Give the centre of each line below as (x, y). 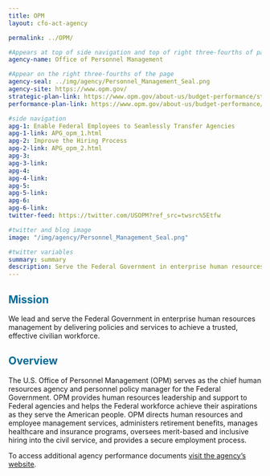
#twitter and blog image (50, 230)
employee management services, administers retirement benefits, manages (133, 423)
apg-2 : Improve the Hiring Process (68, 141)
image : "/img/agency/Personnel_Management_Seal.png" (98, 238)
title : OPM (27, 16)
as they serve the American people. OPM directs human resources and (126, 414)
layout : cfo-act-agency (48, 23)
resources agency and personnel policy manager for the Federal (115, 389)
